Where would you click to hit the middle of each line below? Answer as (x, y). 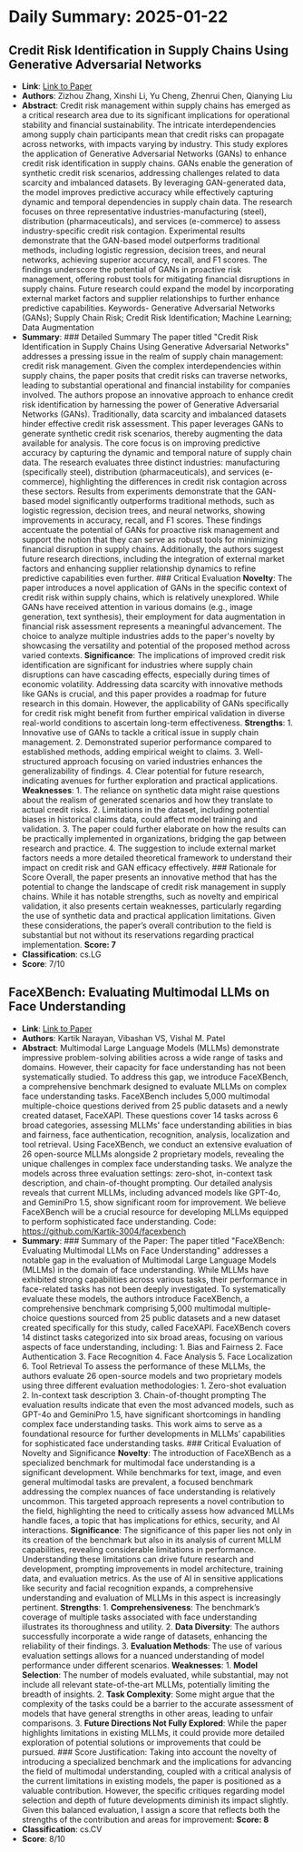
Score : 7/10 (43, 964)
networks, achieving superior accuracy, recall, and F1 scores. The (144, 260)
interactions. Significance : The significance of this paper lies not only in (156, 1530)
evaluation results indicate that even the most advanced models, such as (157, 1404)
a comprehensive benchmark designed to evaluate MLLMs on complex (154, 1086)
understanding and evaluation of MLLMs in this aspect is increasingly (151, 1597)
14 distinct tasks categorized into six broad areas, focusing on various (152, 1337)
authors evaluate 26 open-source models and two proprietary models (152, 1375)
